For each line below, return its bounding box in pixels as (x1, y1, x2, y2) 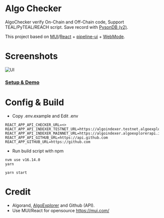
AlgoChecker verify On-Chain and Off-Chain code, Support (5, 19, 124, 25)
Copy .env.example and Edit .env (12, 113, 79, 119)
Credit (5, 186, 31, 197)
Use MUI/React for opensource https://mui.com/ (12, 207, 110, 213)
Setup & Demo (5, 79, 40, 86)
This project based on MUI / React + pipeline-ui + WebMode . (5, 34, 125, 39)
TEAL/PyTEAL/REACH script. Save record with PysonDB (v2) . (5, 24, 128, 30)
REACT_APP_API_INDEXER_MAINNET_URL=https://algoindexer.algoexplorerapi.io (5, 131, 163, 136)
